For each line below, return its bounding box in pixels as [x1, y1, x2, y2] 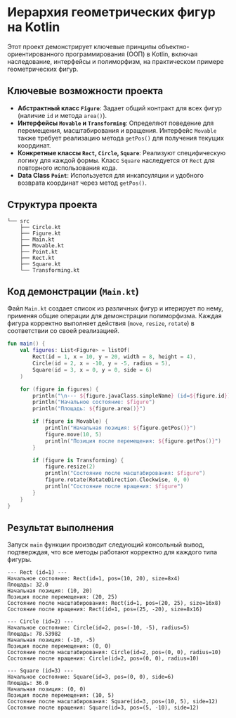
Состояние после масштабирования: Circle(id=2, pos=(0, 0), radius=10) [7, 649, 221, 656]
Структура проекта [7, 199, 98, 211]
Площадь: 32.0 [7, 581, 49, 589]
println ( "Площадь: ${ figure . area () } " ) [32, 405, 146, 412]
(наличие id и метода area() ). [17, 111, 107, 119]
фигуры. [7, 556, 32, 564]
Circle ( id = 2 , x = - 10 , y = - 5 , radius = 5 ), [32, 360, 171, 367]
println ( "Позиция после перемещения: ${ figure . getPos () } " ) [44, 437, 221, 445]
